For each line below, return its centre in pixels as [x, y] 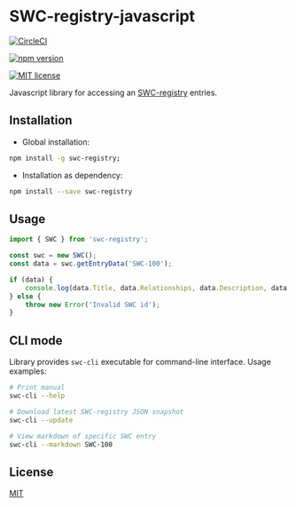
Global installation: [56, 142]
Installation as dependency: [72, 175]
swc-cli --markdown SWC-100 [61, 444]
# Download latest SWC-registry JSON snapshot [97, 412]
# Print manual [37, 388]
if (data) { [31, 280]
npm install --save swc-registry [71, 191]
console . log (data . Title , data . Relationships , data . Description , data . [158, 288]
